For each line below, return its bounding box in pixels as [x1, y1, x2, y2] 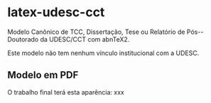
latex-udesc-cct [7, 4, 105, 20]
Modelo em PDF [7, 69, 79, 81]
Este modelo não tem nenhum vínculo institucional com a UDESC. [7, 49, 200, 57]
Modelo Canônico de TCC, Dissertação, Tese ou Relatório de [7, 28, 185, 36]
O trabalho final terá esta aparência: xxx [7, 87, 124, 96]
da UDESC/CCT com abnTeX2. [40, 35, 130, 43]
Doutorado [7, 35, 39, 43]
